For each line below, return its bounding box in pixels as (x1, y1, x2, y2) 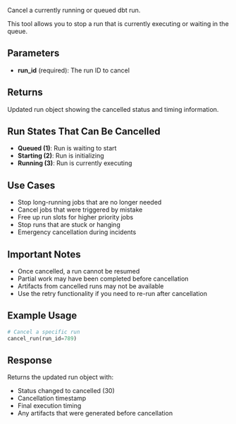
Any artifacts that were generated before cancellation (17, 409, 173, 418)
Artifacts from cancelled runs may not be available (17, 282, 164, 290)
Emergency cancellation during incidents (17, 228, 137, 236)
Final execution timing (17, 401, 82, 410)
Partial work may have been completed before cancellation (17, 274, 189, 283)
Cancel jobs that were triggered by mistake (17, 205, 143, 214)
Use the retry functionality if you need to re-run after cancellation (17, 290, 208, 298)
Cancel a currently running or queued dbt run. (7, 6, 141, 14)
